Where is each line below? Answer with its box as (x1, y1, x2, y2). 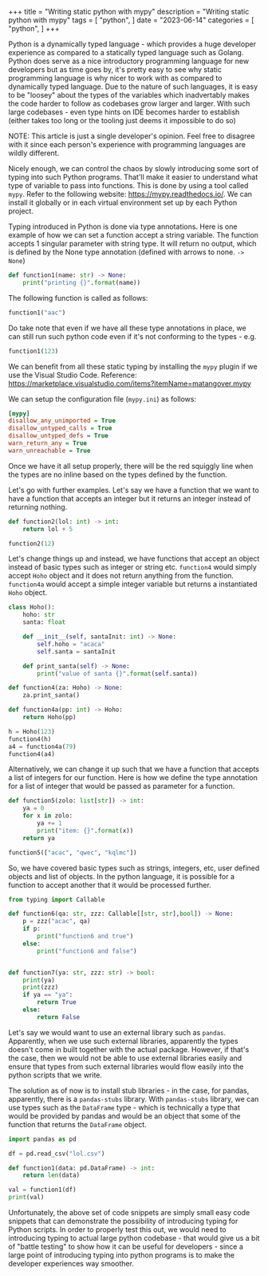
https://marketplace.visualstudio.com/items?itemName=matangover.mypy (8, 378, 251, 388)
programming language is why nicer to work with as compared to (8, 74, 223, 82)
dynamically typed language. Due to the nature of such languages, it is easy (8, 82, 258, 91)
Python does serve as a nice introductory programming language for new (8, 56, 250, 66)
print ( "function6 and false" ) (37, 947, 137, 955)
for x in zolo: (22, 812, 73, 820)
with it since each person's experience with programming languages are (8, 140, 246, 149)
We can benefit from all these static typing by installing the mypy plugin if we (8, 362, 258, 371)
